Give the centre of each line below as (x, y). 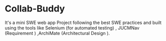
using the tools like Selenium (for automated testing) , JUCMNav (72, 27)
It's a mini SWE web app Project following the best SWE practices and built (83, 22)
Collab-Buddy (35, 9)
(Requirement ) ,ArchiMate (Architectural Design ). (57, 33)
